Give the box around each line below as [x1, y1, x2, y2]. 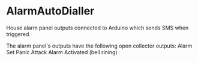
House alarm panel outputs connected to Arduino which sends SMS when [6, 24, 189, 31]
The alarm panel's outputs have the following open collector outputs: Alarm [6, 42, 193, 49]
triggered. [6, 30, 31, 37]
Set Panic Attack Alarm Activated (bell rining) [6, 48, 118, 55]
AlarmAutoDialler [6, 4, 95, 18]
